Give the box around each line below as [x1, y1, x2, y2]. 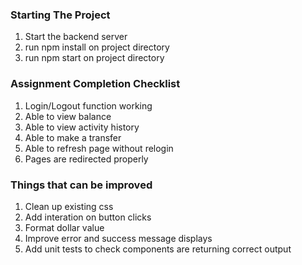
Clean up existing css [24, 200, 114, 212]
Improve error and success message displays [24, 232, 213, 244]
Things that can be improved [10, 178, 153, 192]
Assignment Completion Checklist [10, 77, 181, 91]
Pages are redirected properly [24, 153, 149, 165]
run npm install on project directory [24, 41, 170, 53]
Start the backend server [24, 31, 128, 43]
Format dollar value [24, 221, 105, 233]
